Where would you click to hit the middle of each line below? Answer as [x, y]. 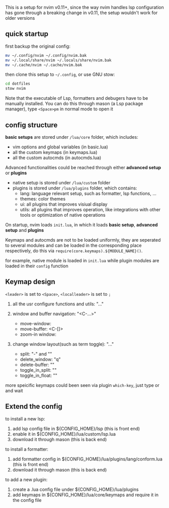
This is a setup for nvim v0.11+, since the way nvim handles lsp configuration [84, 7]
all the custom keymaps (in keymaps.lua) [55, 152]
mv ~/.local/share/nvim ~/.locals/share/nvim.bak [59, 60]
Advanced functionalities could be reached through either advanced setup [83, 167]
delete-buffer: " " [37, 365]
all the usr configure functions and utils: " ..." [58, 304]
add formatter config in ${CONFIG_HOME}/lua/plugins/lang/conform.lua [88, 459]
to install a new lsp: [25, 419]
